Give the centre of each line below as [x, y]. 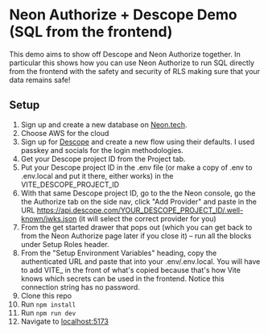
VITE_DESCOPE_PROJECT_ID [70, 184]
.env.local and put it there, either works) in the [97, 175]
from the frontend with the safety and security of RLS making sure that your [135, 71]
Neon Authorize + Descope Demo [123, 15]
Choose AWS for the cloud [65, 133]
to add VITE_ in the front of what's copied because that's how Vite [130, 270]
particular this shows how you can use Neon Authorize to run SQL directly [132, 63]
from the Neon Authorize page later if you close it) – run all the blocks [136, 236]
